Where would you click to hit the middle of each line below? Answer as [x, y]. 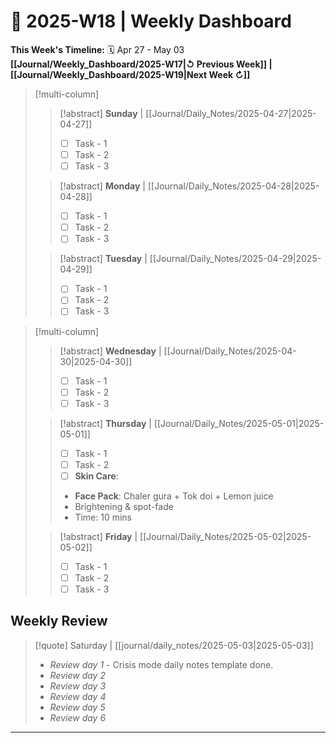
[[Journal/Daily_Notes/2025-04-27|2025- [231, 113]
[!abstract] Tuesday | [103, 259]
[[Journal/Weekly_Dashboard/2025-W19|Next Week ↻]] [130, 74]
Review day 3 [78, 686]
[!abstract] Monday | [102, 186]
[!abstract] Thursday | [105, 423]
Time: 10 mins [103, 517]
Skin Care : [96, 476]
